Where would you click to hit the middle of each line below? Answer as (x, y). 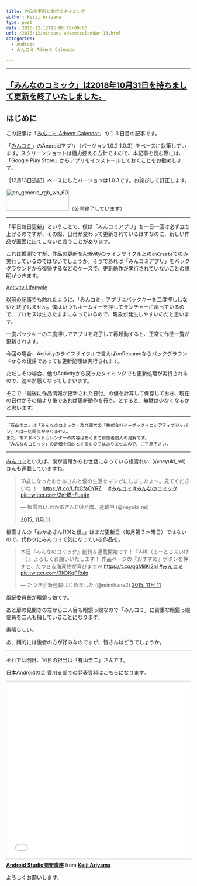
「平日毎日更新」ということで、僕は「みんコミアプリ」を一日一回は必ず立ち (98, 227)
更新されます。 (24, 341)
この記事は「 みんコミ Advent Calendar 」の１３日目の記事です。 (83, 133)
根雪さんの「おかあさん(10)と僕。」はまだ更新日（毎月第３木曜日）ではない (96, 532)
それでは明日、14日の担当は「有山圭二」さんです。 (67, 660)
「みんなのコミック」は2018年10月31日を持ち (89, 85)
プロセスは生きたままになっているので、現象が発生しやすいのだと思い (100, 314)
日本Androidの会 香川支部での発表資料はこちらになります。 (77, 672)
